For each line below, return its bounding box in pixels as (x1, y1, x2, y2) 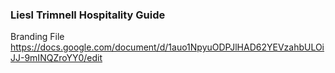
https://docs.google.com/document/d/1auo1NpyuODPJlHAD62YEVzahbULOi (10, 41, 325, 53)
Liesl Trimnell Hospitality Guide (10, 8, 166, 22)
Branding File (10, 31, 65, 43)
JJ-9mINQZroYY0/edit (10, 52, 103, 64)
